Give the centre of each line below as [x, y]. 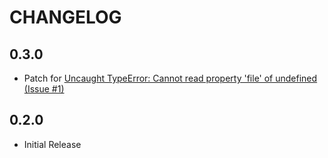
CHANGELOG [65, 17]
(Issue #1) [44, 89]
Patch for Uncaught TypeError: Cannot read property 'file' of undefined [170, 78]
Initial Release [52, 144]
